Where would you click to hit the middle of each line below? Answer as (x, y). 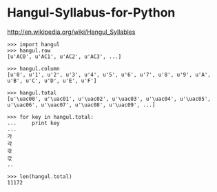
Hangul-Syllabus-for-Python (91, 13)
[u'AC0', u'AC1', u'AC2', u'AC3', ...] (64, 57)
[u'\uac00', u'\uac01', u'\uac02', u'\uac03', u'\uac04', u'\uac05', (109, 99)
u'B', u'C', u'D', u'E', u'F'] (52, 81)
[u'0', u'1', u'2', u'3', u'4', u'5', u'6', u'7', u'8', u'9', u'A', (109, 75)
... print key (33, 123)
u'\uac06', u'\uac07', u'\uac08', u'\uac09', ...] (81, 105)
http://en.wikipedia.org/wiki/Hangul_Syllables (71, 32)
